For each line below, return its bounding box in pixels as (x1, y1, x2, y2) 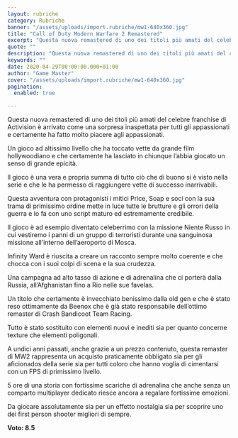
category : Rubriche (7, 17, 65, 24)
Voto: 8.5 (7, 424, 35, 432)
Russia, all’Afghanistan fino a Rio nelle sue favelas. (7, 281, 154, 290)
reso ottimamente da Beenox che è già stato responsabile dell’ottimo (7, 302, 208, 311)
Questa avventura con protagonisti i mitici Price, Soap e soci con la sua (7, 195, 215, 203)
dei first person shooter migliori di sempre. (7, 410, 132, 419)
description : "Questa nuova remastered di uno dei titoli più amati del (7, 50, 227, 58)
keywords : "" (7, 57, 46, 64)
